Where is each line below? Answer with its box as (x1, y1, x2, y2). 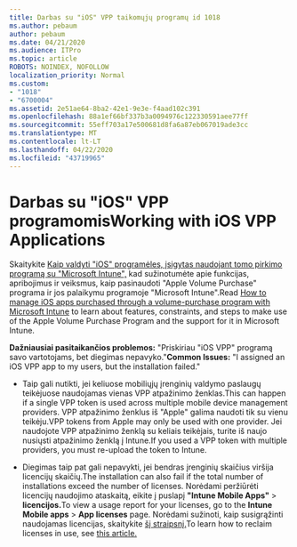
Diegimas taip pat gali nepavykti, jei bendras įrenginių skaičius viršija (21, 462, 274, 472)
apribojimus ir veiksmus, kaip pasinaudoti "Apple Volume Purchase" (9, 278, 257, 289)
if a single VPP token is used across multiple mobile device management (21, 398, 288, 408)
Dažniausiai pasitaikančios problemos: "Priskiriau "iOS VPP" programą (9, 342, 273, 353)
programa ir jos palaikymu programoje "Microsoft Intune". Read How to (9, 287, 267, 298)
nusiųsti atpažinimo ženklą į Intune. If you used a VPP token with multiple (21, 435, 287, 446)
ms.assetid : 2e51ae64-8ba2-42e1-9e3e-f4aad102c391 (9, 104, 201, 113)
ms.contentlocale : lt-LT (9, 137, 101, 146)
